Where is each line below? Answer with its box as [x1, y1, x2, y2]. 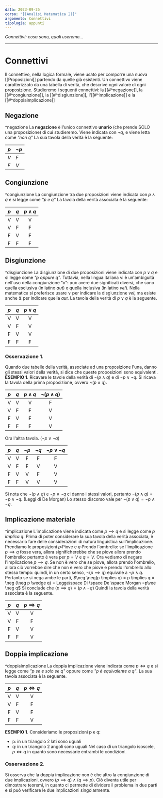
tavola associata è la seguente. [5, 673, 67, 679]
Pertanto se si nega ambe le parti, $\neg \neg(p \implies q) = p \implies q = [5, 574, 155, 580]
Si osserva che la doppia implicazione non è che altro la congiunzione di [5, 772, 149, 778]
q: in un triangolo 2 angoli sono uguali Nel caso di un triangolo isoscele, [12, 743, 155, 749]
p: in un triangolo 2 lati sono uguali [12, 738, 81, 744]
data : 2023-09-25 [5, 7, 40, 12]
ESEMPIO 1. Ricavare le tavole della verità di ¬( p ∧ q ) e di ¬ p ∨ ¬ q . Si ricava [5, 374, 156, 380]
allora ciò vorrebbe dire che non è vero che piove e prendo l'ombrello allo [5, 564, 152, 570]
